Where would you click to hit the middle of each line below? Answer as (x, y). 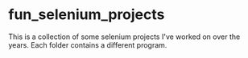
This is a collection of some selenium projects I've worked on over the (124, 37)
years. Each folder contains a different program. (88, 44)
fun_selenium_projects (87, 15)
